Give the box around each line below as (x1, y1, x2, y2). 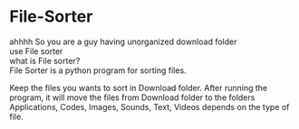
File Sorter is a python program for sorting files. (9, 65, 188, 76)
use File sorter (9, 45, 63, 56)
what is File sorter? (9, 55, 81, 66)
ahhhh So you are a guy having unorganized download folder (9, 36, 237, 47)
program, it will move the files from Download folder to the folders (9, 92, 256, 103)
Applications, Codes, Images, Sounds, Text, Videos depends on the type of (9, 101, 290, 112)
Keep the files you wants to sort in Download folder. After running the (9, 82, 268, 93)
